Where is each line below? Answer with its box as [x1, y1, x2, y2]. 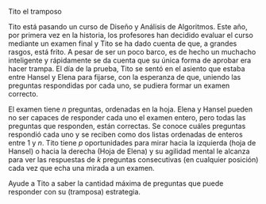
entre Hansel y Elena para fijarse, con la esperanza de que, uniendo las [8, 73, 241, 81]
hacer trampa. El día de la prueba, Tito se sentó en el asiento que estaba [8, 64, 245, 74]
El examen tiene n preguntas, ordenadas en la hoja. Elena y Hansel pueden [8, 104, 253, 114]
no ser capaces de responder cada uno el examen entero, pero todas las [8, 113, 246, 122]
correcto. [8, 89, 38, 98]
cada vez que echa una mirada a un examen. [8, 164, 155, 172]
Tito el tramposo [8, 7, 62, 16]
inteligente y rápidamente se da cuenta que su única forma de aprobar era [8, 55, 252, 65]
